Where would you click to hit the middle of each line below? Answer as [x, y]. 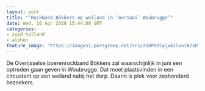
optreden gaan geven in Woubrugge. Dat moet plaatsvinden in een [90, 69]
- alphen [17, 40]
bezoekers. [20, 82]
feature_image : [26, 46]
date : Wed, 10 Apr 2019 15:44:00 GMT [54, 23]
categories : [21, 29]
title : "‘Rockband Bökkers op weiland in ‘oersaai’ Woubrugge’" [90, 18]
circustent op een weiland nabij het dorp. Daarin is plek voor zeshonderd [98, 76]
